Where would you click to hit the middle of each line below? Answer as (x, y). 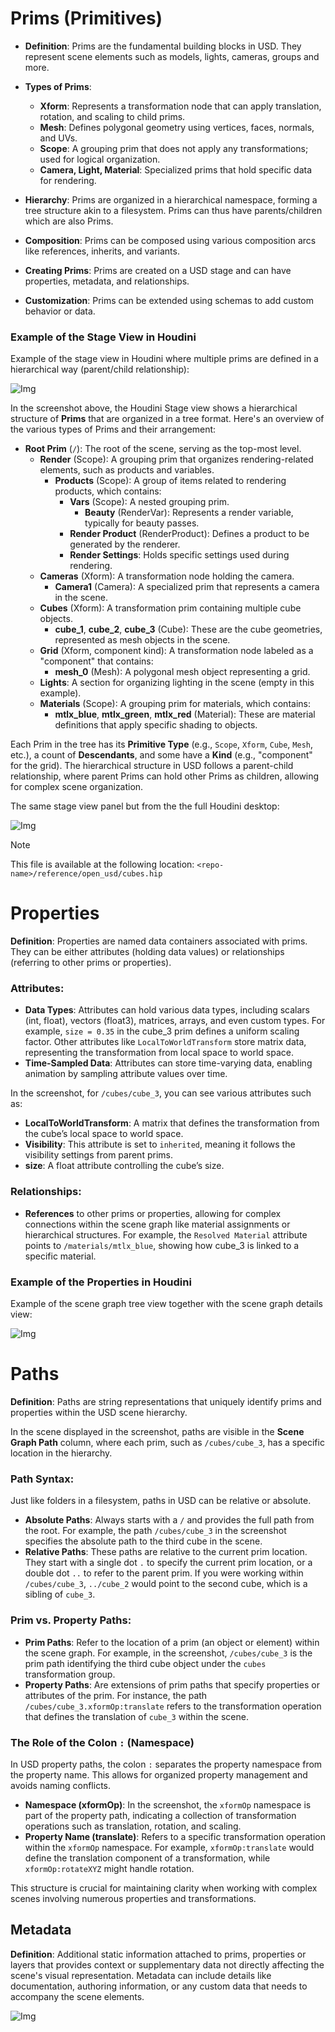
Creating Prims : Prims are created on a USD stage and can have (158, 270)
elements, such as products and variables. (127, 470)
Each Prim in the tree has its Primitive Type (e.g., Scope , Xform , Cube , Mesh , (162, 744)
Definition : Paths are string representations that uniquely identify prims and (166, 1401)
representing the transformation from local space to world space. (159, 1053)
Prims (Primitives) (86, 18)
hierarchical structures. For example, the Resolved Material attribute (166, 1234)
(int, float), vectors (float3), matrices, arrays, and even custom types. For (175, 1021)
